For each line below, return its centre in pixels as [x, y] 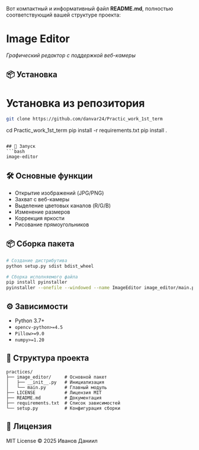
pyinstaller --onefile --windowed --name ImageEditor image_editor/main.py [102, 288]
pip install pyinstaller [37, 282]
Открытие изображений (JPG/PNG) [59, 193]
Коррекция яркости [40, 218]
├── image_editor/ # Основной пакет [57, 377]
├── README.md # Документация [54, 398]
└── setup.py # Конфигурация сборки [63, 408]
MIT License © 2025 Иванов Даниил [52, 441]
